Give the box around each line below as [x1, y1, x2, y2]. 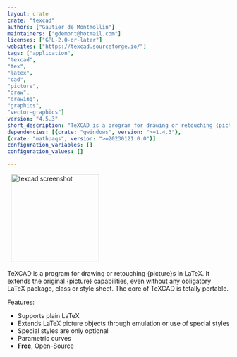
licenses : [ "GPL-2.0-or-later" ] [7, 37, 102, 44]
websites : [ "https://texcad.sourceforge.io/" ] [7, 43, 147, 50]
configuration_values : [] [7, 148, 83, 155]
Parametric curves [17, 334, 72, 342]
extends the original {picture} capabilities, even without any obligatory [7, 277, 212, 285]
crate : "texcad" [7, 17, 55, 24]
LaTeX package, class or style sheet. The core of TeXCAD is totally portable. [7, 284, 229, 293]
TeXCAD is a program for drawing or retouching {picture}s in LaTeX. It [7, 270, 210, 277]
